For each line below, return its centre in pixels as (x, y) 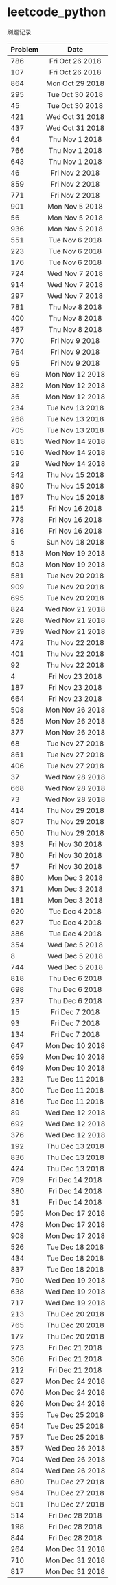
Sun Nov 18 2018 (75, 542)
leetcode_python (57, 12)
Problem (25, 49)
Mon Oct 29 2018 (76, 83)
